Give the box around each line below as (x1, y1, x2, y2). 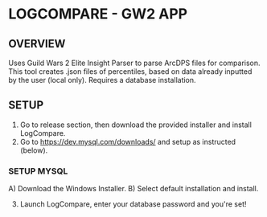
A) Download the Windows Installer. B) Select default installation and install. (8, 184, 259, 194)
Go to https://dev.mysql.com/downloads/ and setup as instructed (19, 137, 236, 146)
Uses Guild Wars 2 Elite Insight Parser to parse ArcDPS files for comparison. (8, 58, 261, 68)
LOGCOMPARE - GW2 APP (8, 5, 188, 23)
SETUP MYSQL (8, 166, 68, 177)
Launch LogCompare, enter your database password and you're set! (19, 199, 247, 209)
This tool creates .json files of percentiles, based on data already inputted (8, 67, 253, 76)
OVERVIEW (8, 37, 66, 51)
